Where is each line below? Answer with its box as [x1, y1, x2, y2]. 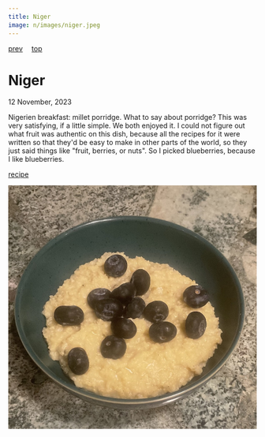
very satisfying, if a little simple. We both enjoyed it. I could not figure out [8, 121, 246, 130]
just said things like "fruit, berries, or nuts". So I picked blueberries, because [8, 146, 256, 155]
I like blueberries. [8, 155, 65, 164]
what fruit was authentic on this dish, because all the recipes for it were [8, 129, 241, 139]
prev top [8, 43, 43, 53]
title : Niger [8, 13, 51, 21]
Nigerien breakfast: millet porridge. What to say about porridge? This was [8, 113, 247, 122]
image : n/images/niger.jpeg [8, 21, 101, 29]
